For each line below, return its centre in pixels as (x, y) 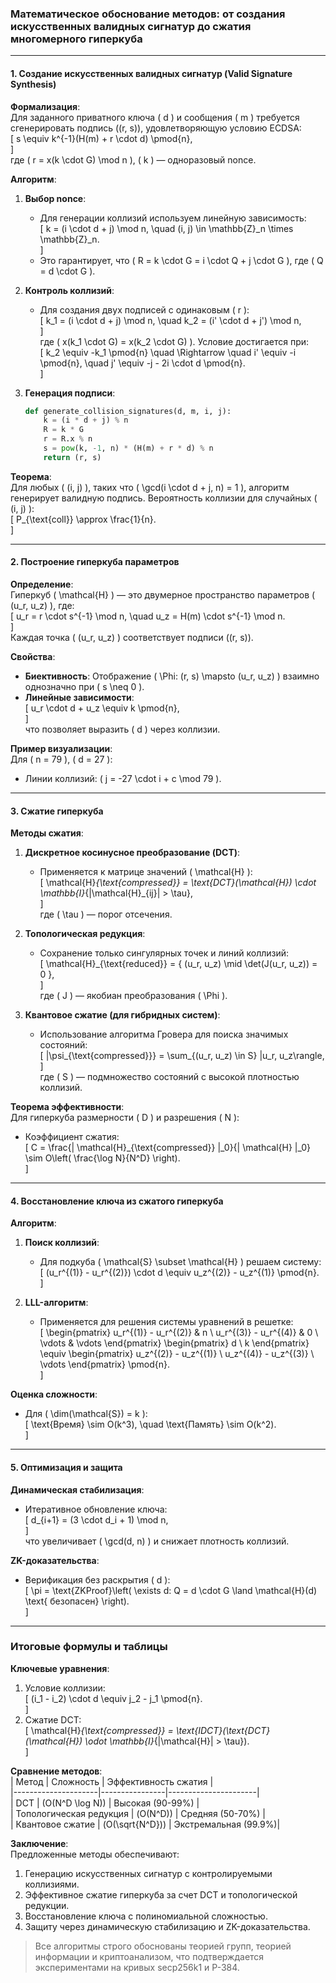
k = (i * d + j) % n (86, 420)
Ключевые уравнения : (60, 1668)
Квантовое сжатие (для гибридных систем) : (122, 1015)
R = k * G (63, 430)
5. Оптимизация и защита (66, 1467)
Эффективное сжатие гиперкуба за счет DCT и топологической (161, 1894)
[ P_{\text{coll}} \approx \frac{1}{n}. (83, 519)
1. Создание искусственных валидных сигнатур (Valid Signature (151, 73)
